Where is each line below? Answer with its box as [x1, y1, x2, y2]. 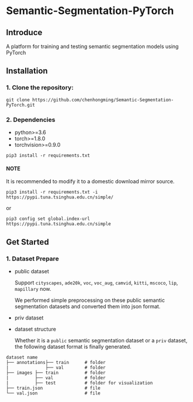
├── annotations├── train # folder [6, 359, 106, 365]
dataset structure [14, 325, 57, 332]
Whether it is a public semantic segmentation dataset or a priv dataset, [14, 336, 188, 343]
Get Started [6, 237, 49, 247]
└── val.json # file [6, 390, 101, 396]
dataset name [6, 354, 38, 360]
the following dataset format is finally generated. [14, 343, 132, 350]
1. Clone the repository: [6, 84, 74, 92]
